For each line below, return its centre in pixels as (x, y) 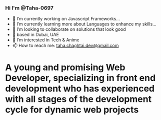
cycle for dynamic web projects (72, 110)
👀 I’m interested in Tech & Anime (46, 40)
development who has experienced (80, 89)
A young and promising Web (65, 67)
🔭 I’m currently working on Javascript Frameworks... (66, 19)
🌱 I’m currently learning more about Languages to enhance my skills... (84, 24)
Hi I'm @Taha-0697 (29, 8)
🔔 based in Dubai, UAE (35, 35)
